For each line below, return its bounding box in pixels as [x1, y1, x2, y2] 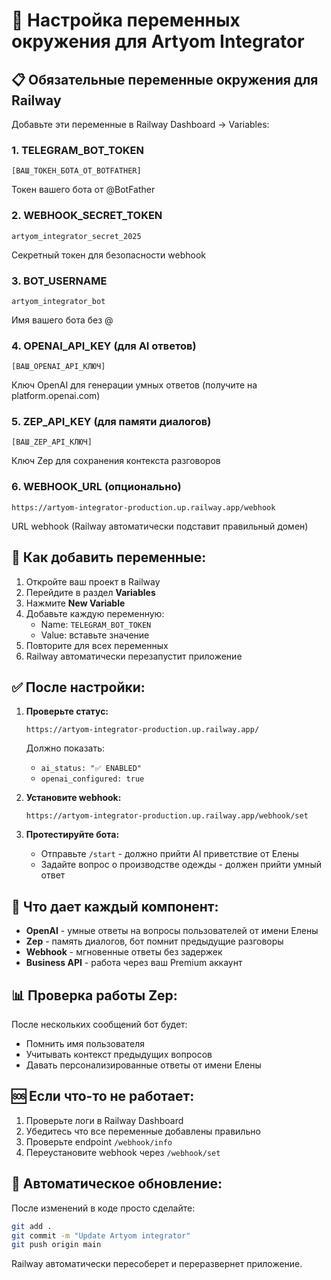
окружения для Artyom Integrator [11, 30, 305, 53]
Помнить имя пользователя [25, 1038, 145, 1050]
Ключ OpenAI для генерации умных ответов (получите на [11, 379, 258, 391]
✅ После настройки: [11, 679, 146, 696]
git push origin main [11, 1240, 102, 1250]
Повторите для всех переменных [25, 639, 169, 651]
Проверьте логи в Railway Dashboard [25, 1114, 184, 1126]
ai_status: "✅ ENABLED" [40, 764, 142, 774]
